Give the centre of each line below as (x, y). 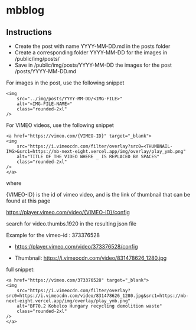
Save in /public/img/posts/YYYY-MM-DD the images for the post (93, 65)
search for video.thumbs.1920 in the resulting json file (71, 224)
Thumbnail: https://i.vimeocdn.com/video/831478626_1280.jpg (91, 258)
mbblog (25, 10)
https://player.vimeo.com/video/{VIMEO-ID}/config (68, 212)
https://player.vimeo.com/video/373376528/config (76, 246)
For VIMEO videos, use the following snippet (60, 125)
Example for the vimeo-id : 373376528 (53, 235)
